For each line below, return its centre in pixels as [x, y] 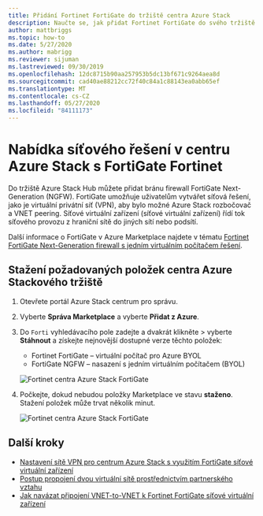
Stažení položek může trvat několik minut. [87, 403]
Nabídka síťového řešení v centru [119, 150]
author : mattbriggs [40, 30]
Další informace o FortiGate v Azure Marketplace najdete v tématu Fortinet [129, 236]
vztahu [31, 487]
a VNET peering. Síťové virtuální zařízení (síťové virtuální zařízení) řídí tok [127, 213]
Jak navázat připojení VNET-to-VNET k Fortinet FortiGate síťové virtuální [137, 495]
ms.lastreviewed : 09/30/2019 [56, 67]
